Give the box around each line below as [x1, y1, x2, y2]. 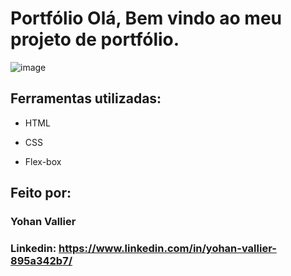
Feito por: [10, 185, 72, 202]
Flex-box [24, 155, 62, 167]
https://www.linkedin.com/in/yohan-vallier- [58, 241, 277, 255]
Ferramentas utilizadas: [10, 90, 162, 107]
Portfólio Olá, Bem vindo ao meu [10, 7, 282, 30]
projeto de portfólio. [10, 28, 180, 51]
